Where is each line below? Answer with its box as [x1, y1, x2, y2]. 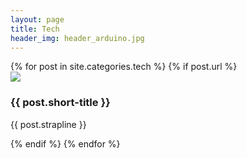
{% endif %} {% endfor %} [10, 137, 121, 150]
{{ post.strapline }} [10, 118, 87, 130]
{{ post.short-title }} [10, 96, 111, 110]
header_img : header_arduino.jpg [10, 33, 145, 43]
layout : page [10, 14, 65, 25]
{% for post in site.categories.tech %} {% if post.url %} [10, 61, 238, 73]
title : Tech [10, 24, 60, 34]
